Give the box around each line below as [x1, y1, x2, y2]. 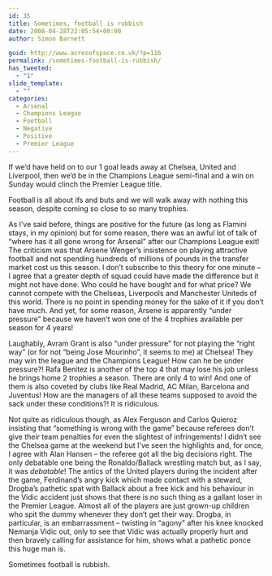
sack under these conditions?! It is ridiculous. [8, 398, 160, 408]
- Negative [15, 125, 53, 133]
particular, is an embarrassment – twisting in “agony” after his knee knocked [8, 518, 264, 527]
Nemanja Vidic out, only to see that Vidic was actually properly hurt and [8, 527, 248, 536]
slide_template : [8, 79, 63, 88]
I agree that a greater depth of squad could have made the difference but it [8, 271, 259, 281]
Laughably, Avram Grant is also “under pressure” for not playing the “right [8, 338, 256, 348]
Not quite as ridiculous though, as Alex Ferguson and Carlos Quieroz [8, 415, 238, 424]
